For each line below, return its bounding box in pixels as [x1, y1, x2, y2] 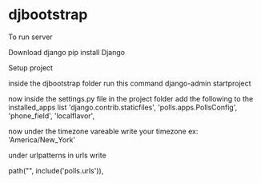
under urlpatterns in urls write [8, 150, 106, 160]
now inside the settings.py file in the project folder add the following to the [8, 93, 254, 103]
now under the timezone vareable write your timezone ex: [8, 126, 199, 136]
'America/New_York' [8, 134, 76, 145]
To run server [8, 32, 54, 42]
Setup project [8, 62, 54, 73]
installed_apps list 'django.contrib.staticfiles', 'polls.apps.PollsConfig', [8, 102, 238, 112]
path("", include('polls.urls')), [8, 165, 104, 175]
